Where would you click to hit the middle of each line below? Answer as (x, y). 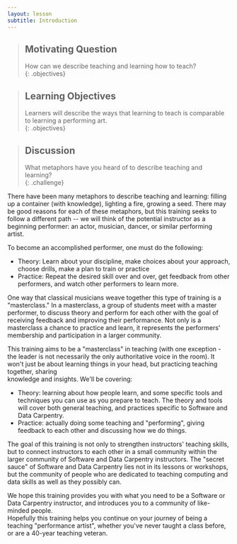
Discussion (50, 151)
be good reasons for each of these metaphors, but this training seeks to (112, 211)
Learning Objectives (70, 96)
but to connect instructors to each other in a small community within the (112, 451)
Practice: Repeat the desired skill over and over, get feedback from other (123, 276)
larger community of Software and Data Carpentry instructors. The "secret (116, 459)
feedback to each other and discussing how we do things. (102, 430)
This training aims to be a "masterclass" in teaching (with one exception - (114, 348)
